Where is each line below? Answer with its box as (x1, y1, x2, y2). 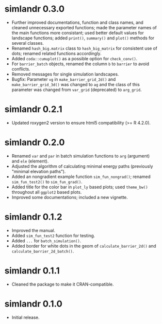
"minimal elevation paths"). (11, 168, 66, 174)
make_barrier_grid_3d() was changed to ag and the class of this (11, 81, 140, 87)
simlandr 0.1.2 (4, 212, 63, 222)
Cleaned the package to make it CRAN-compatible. (11, 281, 114, 287)
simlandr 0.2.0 (4, 137, 65, 148)
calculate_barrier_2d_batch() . (11, 248, 74, 254)
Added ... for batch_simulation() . (11, 237, 81, 244)
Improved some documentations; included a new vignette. (11, 194, 128, 200)
